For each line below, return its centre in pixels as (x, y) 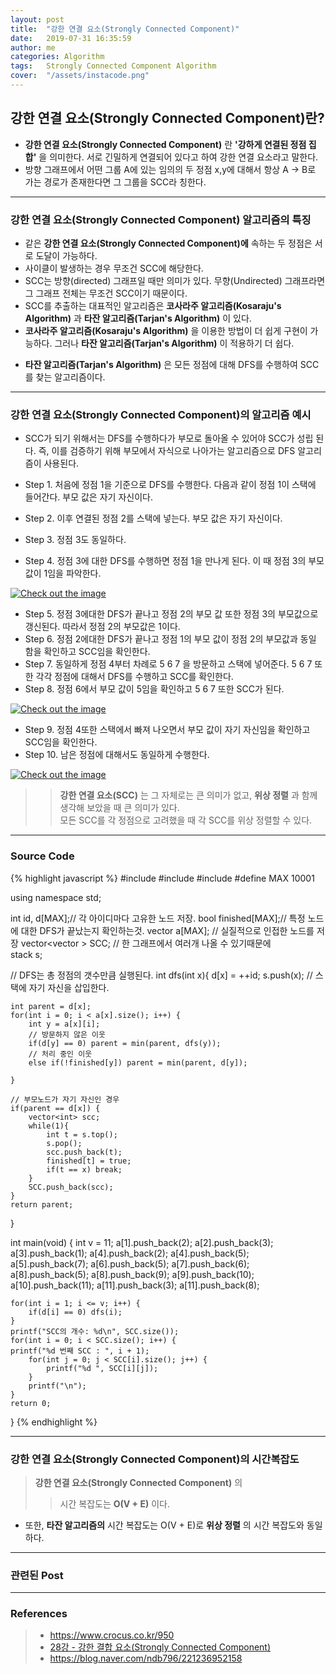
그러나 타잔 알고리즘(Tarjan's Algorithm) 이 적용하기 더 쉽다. (174, 343)
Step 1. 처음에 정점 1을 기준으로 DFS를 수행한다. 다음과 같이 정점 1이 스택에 (170, 485)
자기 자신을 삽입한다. (69, 987)
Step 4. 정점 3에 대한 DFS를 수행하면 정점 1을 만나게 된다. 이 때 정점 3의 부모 (174, 561)
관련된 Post (37, 1575)
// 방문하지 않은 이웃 (67, 1034)
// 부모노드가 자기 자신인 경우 (65, 1099)
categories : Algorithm (57, 57)
